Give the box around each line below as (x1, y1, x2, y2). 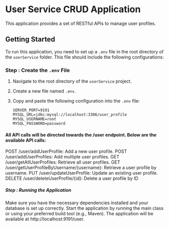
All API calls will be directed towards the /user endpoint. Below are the (5, 132, 157, 138)
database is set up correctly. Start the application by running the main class (5, 205, 164, 211)
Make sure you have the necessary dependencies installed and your (5, 200, 149, 206)
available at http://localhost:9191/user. (5, 216, 85, 222)
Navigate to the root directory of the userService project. (12, 78, 132, 84)
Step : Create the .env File (5, 67, 70, 74)
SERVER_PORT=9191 (12, 108, 50, 113)
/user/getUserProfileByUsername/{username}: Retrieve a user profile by (5, 165, 157, 171)
